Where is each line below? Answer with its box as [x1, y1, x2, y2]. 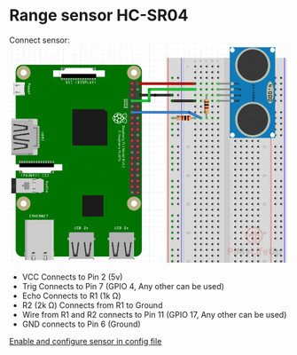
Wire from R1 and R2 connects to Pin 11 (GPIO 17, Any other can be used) [21, 309, 287, 319]
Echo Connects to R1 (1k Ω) [21, 290, 121, 301]
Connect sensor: [9, 35, 70, 45]
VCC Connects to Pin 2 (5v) [21, 272, 123, 282]
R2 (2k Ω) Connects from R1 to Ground [21, 299, 163, 311]
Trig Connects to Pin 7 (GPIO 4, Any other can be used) [21, 280, 224, 291]
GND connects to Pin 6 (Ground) [21, 319, 141, 329]
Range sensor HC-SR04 [9, 5, 189, 26]
